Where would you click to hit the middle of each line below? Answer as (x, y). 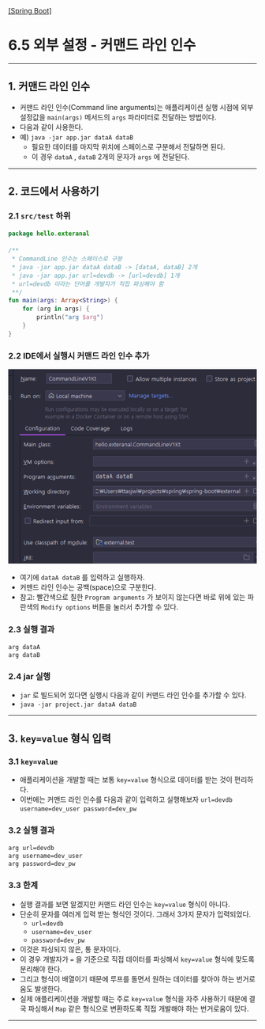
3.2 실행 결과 (32, 830)
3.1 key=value (33, 761)
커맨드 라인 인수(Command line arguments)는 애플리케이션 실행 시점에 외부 (136, 107)
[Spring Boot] (30, 11)
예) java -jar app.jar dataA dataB (77, 137)
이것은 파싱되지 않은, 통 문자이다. (70, 949)
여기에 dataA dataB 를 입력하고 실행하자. (82, 577)
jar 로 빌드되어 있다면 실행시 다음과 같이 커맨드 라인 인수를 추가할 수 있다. (133, 695)
